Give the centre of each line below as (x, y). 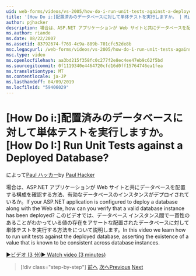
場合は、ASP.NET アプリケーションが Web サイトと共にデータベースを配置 (96, 187)
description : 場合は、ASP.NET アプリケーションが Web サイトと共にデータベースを (96, 28)
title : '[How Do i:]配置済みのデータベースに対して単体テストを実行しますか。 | (94, 17)
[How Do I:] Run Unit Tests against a (94, 146)
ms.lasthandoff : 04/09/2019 (40, 82)
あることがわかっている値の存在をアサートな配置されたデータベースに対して (98, 222)
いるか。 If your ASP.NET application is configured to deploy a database (92, 201)
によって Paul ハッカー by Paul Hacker (50, 174)
